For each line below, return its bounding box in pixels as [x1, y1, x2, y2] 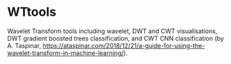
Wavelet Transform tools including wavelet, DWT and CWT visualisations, [7, 27, 218, 35]
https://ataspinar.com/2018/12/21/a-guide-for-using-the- [42, 41, 205, 50]
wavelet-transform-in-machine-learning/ [7, 49, 124, 57]
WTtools [7, 4, 57, 20]
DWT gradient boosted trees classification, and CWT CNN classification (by [7, 34, 224, 42]
